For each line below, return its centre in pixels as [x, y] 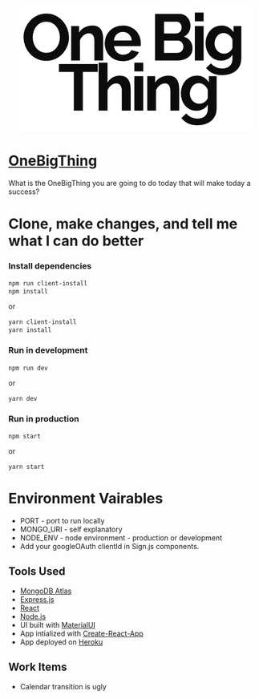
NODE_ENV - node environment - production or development [121, 537]
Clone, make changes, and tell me [123, 224]
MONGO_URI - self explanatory [71, 529]
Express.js [37, 599]
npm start [25, 436]
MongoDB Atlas [46, 591]
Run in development [48, 350]
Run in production [44, 418]
